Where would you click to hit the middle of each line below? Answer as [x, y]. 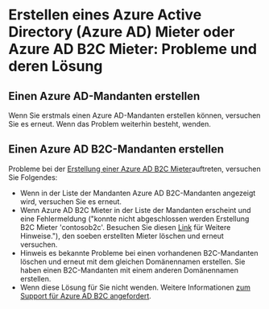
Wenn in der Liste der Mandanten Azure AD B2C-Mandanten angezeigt [138, 193]
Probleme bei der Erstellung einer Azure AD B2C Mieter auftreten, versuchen [134, 169]
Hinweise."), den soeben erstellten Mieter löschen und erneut [122, 236]
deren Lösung [56, 67]
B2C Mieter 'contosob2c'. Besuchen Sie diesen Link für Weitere [125, 227]
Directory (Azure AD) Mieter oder [122, 32]
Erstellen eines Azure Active [105, 15]
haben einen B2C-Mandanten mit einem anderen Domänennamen [129, 270]
